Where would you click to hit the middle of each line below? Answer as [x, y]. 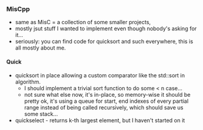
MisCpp [18, 9]
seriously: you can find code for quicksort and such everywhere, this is [104, 42]
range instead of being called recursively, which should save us [104, 107]
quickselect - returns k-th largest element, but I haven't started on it [100, 120]
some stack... [41, 114]
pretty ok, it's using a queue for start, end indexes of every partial [106, 101]
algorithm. [28, 82]
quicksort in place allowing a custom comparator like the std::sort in [100, 75]
